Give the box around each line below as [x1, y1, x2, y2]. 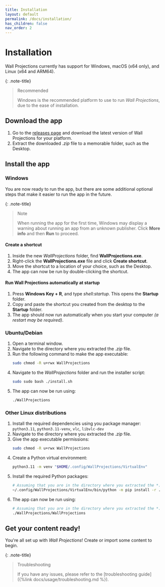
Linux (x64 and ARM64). [5, 69, 55, 75]
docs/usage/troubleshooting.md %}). [33, 577, 109, 583]
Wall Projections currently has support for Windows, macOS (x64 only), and [5, 63, 160, 69]
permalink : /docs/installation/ [5, 16, 72, 21]
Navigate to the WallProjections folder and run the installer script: [12, 370, 146, 376]
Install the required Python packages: [12, 473, 89, 479]
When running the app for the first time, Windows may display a [17, 220, 147, 226]
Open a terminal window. [12, 340, 63, 346]
